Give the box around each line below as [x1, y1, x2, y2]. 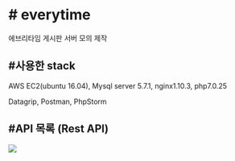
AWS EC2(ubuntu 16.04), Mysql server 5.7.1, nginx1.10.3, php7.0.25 [8, 80, 228, 90]
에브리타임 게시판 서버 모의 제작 [8, 33, 108, 43]
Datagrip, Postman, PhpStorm [8, 97, 107, 106]
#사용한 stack [8, 59, 76, 73]
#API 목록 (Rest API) [8, 122, 109, 136]
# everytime [8, 6, 91, 24]
